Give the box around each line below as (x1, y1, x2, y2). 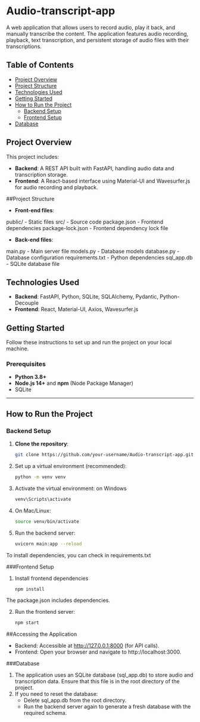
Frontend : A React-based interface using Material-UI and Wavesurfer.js (14, 177, 190, 184)
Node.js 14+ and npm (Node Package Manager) (14, 379, 134, 387)
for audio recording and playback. (14, 183, 98, 191)
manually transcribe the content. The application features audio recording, (6, 30, 189, 37)
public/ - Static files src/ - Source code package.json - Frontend (6, 218, 164, 225)
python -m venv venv (14, 474, 66, 480)
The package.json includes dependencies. (6, 597, 110, 604)
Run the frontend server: (14, 608, 76, 616)
